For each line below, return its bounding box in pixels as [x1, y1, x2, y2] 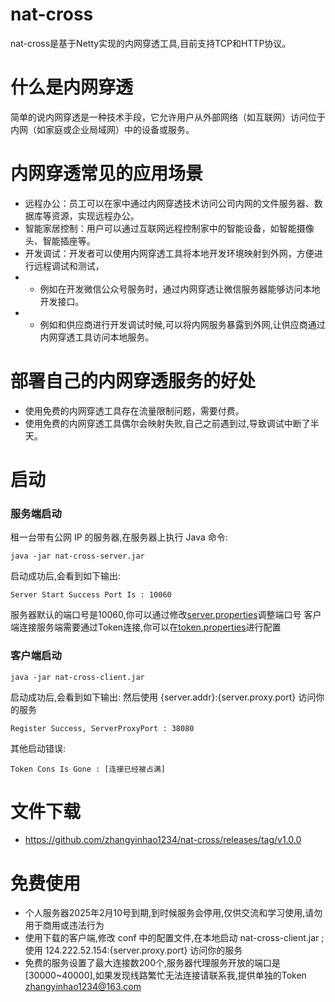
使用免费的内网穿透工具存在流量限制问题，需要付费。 [24, 404, 245, 417]
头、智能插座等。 [24, 234, 96, 247]
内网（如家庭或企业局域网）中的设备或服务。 [10, 123, 195, 135]
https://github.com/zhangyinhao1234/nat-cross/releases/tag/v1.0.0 [24, 834, 302, 846]
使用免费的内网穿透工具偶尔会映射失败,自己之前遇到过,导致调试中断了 [24, 417, 311, 429]
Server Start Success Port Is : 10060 [10, 590, 172, 600]
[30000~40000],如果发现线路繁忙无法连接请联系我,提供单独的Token [24, 969, 307, 982]
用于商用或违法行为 [24, 919, 105, 932]
